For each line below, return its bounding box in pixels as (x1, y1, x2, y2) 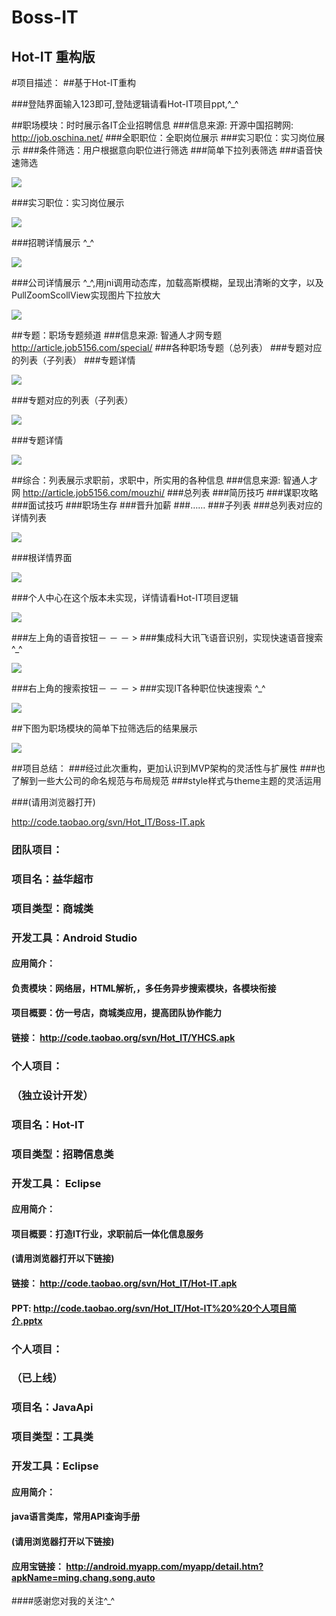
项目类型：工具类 (11, 1430, 94, 1444)
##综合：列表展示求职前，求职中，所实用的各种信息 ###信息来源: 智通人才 (11, 474, 319, 486)
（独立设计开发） (11, 1088, 94, 1102)
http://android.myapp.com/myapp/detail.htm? (65, 1560, 264, 1572)
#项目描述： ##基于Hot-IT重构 (11, 77, 136, 88)
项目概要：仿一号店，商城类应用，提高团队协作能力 (11, 1007, 222, 1019)
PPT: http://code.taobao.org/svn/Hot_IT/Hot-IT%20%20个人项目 (11, 1302, 288, 1314)
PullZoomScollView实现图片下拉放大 (11, 289, 161, 301)
